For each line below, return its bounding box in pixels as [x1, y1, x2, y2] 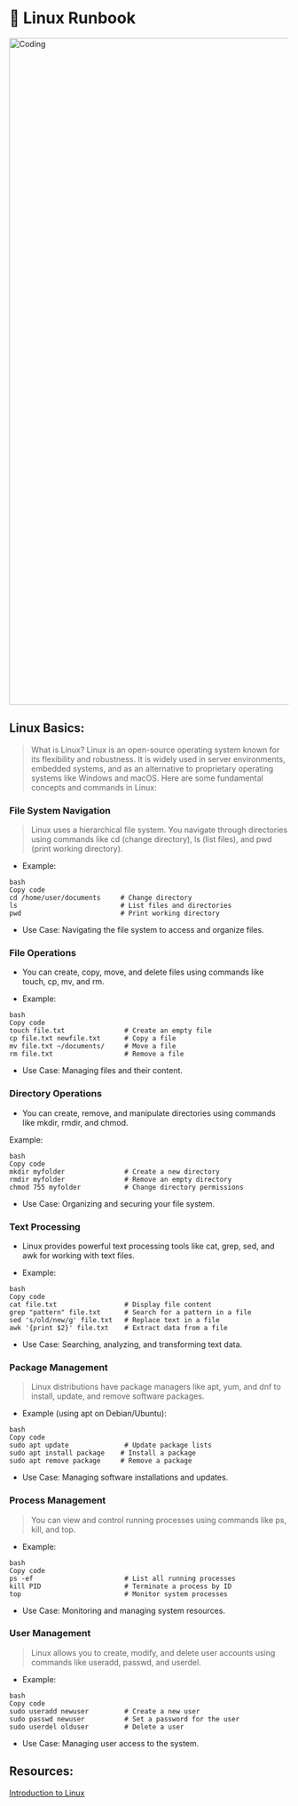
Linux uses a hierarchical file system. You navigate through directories [30, 824, 288, 835]
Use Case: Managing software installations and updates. [21, 1472, 229, 1483]
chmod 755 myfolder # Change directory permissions [9, 1183, 244, 1192]
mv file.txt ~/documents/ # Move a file [9, 1042, 176, 1051]
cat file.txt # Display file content [9, 1300, 213, 1309]
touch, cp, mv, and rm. [21, 976, 105, 987]
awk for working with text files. [21, 1249, 135, 1261]
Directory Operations [9, 1088, 102, 1100]
